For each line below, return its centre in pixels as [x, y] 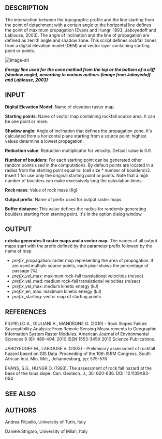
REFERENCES [26, 312]
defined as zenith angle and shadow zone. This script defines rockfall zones [81, 40]
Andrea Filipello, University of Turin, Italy [45, 422]
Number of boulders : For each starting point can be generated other [74, 160]
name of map [18, 251]
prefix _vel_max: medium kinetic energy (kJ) [55, 287]
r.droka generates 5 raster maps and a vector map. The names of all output [81, 241]
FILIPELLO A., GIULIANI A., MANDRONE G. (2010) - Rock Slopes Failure [76, 324]
